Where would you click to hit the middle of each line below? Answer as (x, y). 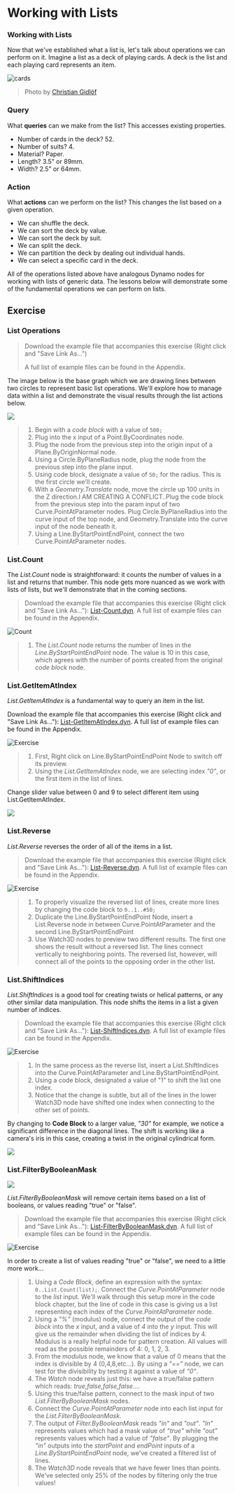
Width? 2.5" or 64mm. (49, 169)
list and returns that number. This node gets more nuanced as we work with (116, 582)
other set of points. (62, 1110)
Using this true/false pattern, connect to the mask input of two (124, 1394)
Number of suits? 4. (46, 146)
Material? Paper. (41, 154)
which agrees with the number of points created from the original (129, 660)
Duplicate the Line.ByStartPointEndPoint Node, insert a (114, 917)
